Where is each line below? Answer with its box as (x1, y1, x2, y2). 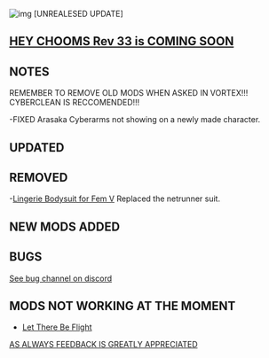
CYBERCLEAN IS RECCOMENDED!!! (9, 97, 140, 108)
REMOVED (9, 169, 68, 185)
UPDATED (9, 140, 65, 155)
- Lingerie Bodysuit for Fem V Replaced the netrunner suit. (9, 193, 220, 204)
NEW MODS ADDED (9, 219, 121, 234)
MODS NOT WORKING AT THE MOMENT (9, 299, 236, 314)
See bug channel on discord (9, 273, 113, 284)
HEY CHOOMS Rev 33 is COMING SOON (9, 34, 234, 49)
